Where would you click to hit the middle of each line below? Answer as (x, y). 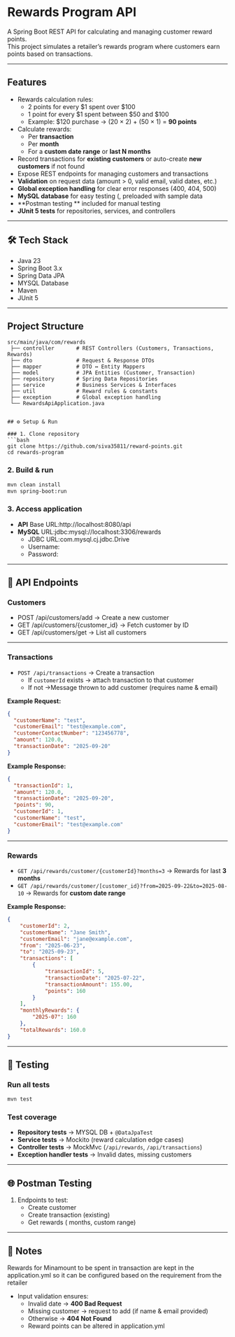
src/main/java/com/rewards (47, 342)
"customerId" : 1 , (39, 812)
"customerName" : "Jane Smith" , (65, 932)
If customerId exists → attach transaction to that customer (111, 680)
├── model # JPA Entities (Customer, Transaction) (103, 373)
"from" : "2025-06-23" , (53, 945)
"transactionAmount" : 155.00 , (88, 984)
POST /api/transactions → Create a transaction (86, 672)
